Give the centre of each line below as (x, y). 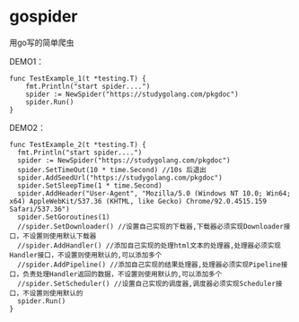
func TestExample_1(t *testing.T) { (78, 78)
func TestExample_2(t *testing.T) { (78, 144)
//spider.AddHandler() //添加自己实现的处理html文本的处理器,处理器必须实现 (149, 245)
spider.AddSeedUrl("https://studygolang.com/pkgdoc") (120, 178)
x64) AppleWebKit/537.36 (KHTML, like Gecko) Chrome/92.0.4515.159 (138, 201)
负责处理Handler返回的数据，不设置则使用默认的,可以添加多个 (122, 274)
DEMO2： (28, 127)
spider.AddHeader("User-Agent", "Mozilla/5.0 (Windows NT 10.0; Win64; (154, 193)
